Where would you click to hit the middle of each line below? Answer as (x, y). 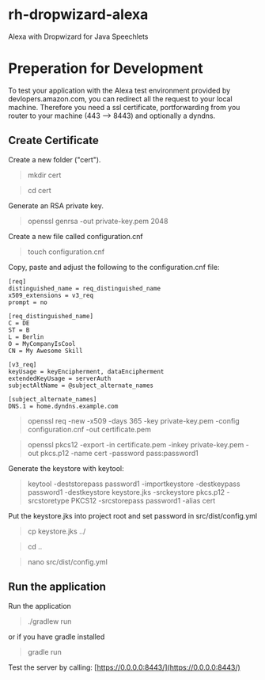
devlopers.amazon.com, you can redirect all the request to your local (120, 99)
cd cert (39, 190)
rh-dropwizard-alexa (78, 15)
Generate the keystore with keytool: (66, 468)
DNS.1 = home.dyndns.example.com (63, 406)
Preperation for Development (106, 68)
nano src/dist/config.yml (68, 562)
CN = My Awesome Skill (45, 351)
